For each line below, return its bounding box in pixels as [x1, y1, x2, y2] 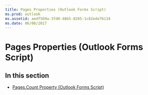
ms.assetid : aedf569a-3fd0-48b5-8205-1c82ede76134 [5, 16, 111, 21]
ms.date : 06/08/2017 [5, 20, 48, 26]
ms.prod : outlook [5, 12, 41, 17]
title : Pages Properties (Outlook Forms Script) [5, 7, 106, 12]
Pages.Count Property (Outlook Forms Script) [12, 84, 104, 90]
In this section [5, 71, 49, 79]
